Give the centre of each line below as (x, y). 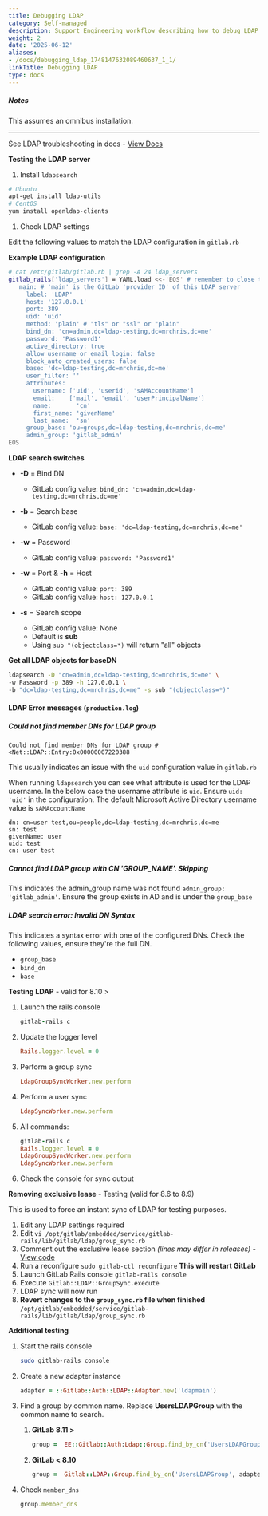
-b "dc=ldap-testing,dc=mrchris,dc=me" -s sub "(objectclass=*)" (119, 690)
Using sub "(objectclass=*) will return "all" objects (116, 645)
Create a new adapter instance (70, 1376)
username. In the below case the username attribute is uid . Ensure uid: (126, 792)
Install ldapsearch (49, 174)
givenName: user (35, 837)
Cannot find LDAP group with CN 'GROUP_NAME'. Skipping (108, 868)
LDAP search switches (47, 458)
